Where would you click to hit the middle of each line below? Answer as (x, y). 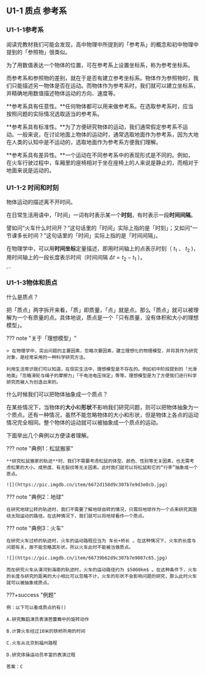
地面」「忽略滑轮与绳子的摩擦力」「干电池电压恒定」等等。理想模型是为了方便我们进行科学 (102, 375)
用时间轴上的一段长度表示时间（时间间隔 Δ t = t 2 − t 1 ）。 (76, 258)
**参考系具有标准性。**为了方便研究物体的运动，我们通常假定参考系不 (95, 126)
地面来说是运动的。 (31, 170)
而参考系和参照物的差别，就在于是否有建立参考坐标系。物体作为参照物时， (100, 78)
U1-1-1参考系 (25, 30)
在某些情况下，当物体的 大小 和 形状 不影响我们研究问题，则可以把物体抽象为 (100, 407)
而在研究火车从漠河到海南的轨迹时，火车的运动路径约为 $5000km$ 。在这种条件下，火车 (102, 569)
